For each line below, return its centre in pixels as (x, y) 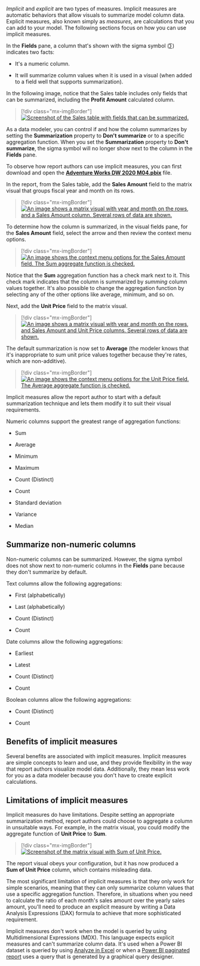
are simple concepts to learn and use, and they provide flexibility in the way (99, 762)
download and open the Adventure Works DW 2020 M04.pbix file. (89, 173)
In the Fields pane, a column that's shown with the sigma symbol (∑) (90, 46)
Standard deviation (38, 502)
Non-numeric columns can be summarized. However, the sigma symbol (94, 559)
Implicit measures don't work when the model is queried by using (87, 931)
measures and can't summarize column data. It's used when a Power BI (94, 944)
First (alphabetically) (40, 595)
